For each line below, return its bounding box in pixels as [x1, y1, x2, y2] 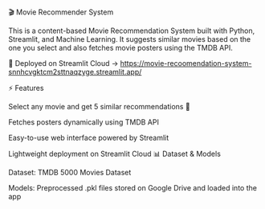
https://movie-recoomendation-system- [120, 59, 252, 68]
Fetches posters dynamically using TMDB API [8, 117, 159, 127]
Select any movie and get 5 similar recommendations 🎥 [8, 102, 190, 111]
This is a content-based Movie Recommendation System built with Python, [8, 26, 255, 35]
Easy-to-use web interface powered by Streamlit [8, 133, 169, 142]
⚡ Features [8, 84, 44, 92]
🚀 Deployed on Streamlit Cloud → [8, 59, 119, 68]
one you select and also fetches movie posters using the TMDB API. [8, 43, 233, 52]
